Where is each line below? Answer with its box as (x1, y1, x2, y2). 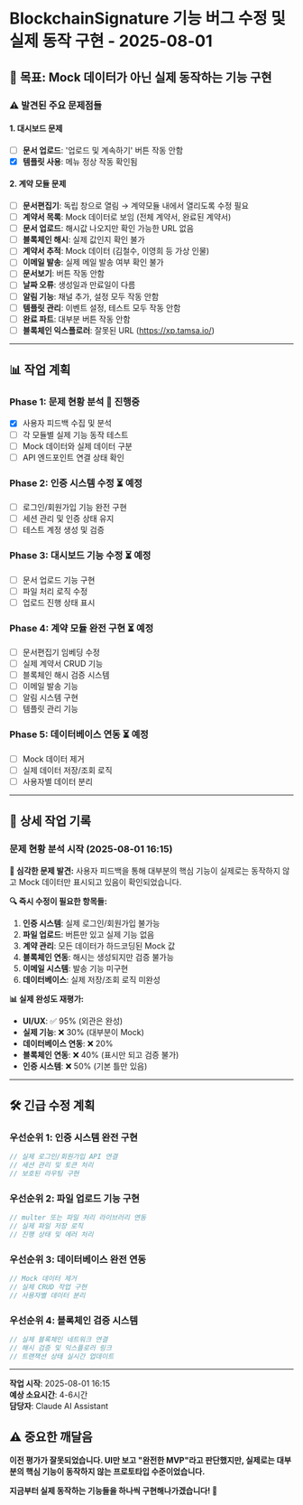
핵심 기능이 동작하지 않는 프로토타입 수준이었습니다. (25, 1466, 206, 1477)
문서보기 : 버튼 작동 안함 (22, 268, 106, 279)
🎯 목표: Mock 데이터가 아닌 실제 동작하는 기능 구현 (9, 70, 272, 85)
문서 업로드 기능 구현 (22, 575, 96, 585)
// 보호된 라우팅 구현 (9, 1169, 79, 1178)
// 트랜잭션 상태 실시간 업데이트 (9, 1351, 115, 1360)
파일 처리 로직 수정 (22, 585, 88, 596)
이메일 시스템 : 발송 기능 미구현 (22, 963, 129, 974)
